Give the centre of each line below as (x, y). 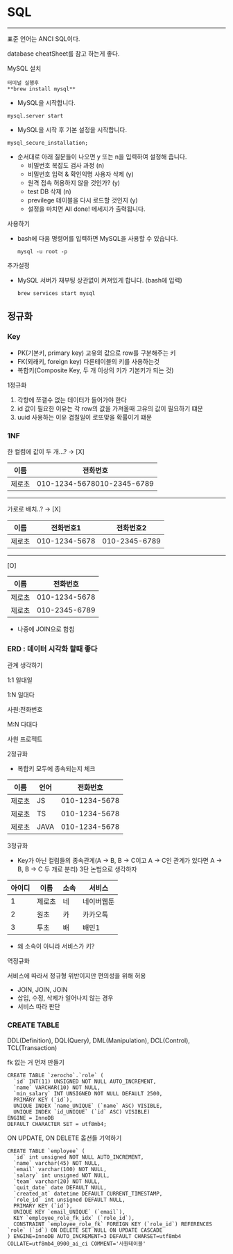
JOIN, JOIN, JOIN (42, 990)
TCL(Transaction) (32, 1047)
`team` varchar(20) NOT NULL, (57, 1181)
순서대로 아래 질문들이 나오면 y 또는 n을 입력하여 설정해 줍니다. (102, 157)
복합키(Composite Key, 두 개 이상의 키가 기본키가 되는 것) (95, 370)
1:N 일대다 (21, 695)
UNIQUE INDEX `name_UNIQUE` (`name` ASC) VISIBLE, (88, 1106)
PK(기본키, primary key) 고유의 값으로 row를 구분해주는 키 (96, 353)
